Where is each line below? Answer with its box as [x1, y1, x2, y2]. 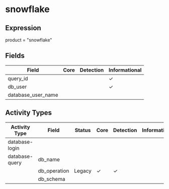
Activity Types [5, 108, 52, 117]
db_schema [38, 175, 65, 182]
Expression [5, 24, 41, 32]
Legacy [73, 167, 92, 174]
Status [74, 127, 91, 134]
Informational [108, 67, 142, 74]
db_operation [38, 167, 69, 174]
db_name [38, 156, 60, 163]
